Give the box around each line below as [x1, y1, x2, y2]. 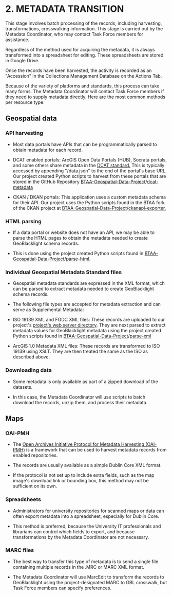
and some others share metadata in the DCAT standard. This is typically [12, 162, 165, 168]
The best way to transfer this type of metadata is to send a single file [12, 558, 159, 565]
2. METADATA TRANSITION [5, 3, 124, 15]
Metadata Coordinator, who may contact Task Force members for [5, 31, 144, 37]
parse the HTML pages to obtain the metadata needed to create [12, 234, 148, 241]
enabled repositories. [12, 452, 58, 458]
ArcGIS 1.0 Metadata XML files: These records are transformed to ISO [12, 343, 160, 349]
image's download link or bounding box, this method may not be [12, 478, 149, 484]
